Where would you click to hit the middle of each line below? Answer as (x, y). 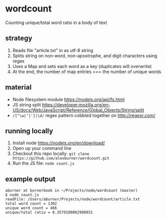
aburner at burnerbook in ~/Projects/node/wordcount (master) (71, 190)
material (18, 87)
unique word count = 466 (31, 208)
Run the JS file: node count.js (43, 163)
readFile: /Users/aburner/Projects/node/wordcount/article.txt (73, 199)
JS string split (27, 104)
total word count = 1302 (31, 204)
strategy (19, 38)
